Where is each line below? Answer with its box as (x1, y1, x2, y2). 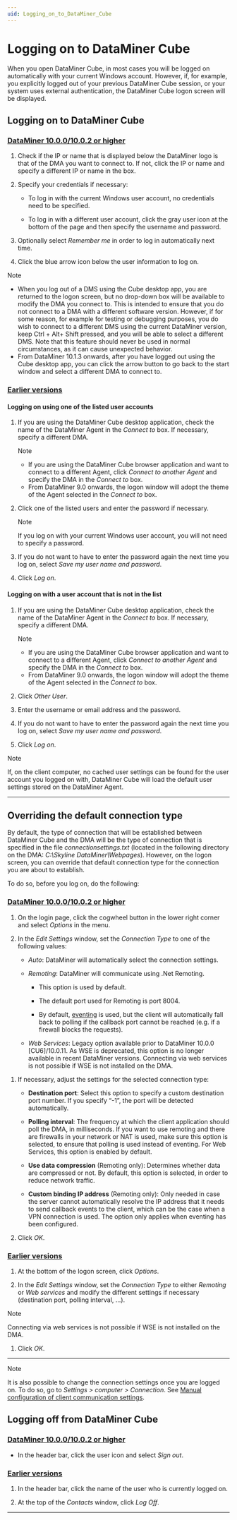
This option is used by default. (38, 982, 127, 991)
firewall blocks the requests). (38, 1025, 123, 1034)
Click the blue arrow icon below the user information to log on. (17, 258, 200, 266)
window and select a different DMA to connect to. (17, 368, 162, 376)
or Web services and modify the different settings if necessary (17, 1288, 200, 1296)
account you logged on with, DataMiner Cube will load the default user (7, 775, 213, 783)
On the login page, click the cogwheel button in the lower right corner (17, 913, 220, 922)
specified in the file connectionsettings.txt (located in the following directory (7, 843, 229, 852)
